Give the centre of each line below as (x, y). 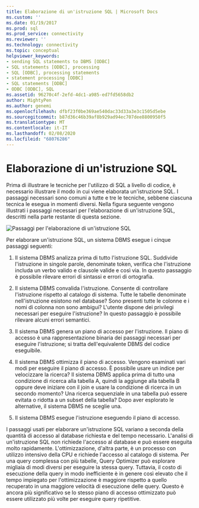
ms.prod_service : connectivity (45, 34)
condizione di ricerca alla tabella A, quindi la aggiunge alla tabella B (97, 381)
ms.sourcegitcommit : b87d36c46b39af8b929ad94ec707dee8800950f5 (86, 117)
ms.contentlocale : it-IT (37, 128)
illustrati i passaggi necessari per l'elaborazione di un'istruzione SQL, (91, 210)
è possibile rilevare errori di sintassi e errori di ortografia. (84, 276)
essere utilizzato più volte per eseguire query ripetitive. (74, 498)
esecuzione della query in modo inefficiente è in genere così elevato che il (97, 473)
